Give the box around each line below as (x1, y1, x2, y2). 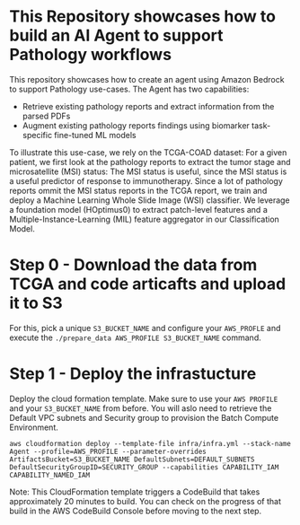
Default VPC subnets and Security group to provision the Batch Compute (9, 412, 279, 423)
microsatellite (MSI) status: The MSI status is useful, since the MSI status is (9, 166, 287, 177)
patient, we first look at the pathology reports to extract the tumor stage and (9, 156, 291, 167)
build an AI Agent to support (9, 25, 224, 46)
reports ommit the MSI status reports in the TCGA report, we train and (9, 185, 268, 196)
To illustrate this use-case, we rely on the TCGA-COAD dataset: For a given (9, 146, 287, 158)
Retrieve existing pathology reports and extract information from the (22, 101, 275, 111)
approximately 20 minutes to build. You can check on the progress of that (9, 495, 281, 506)
